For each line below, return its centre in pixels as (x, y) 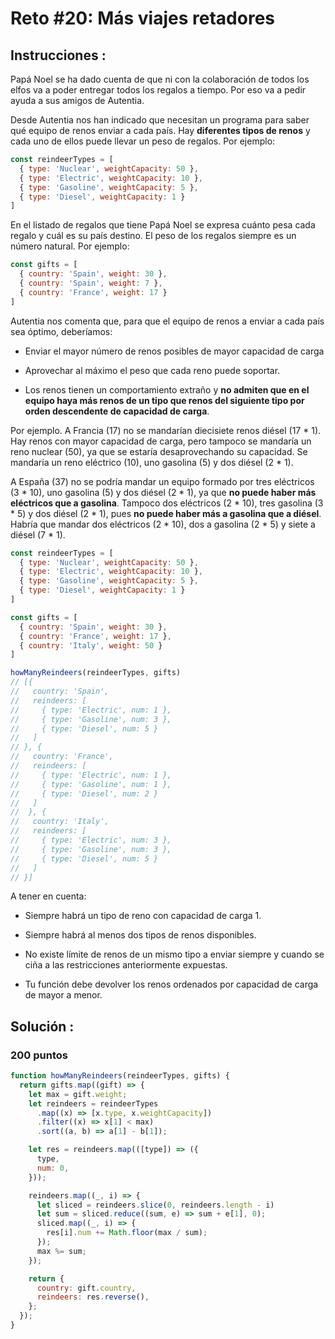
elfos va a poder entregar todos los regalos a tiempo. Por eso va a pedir (158, 90)
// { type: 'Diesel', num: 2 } (84, 793)
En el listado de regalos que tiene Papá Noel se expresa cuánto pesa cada (163, 225)
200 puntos (39, 1055)
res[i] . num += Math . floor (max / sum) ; (127, 1233)
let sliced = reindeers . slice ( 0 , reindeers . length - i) (155, 1205)
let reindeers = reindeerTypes (93, 1103)
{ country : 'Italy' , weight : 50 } (91, 645)
